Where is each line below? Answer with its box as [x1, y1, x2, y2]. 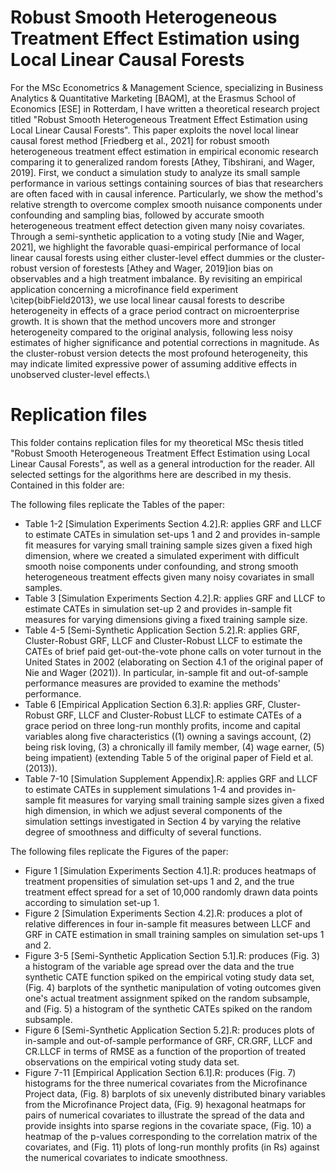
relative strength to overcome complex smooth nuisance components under [10, 198, 323, 210]
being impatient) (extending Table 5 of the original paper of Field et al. [24, 751, 314, 763]
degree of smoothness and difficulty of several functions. [24, 826, 262, 838]
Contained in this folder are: [10, 479, 125, 491]
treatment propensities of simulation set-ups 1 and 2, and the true [24, 875, 295, 887]
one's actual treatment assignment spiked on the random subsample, [24, 992, 310, 1004]
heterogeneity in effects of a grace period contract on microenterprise [10, 304, 300, 316]
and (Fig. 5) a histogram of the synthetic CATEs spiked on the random [24, 1002, 313, 1015]
